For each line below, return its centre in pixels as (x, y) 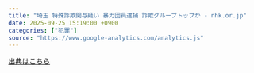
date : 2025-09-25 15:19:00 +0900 (63, 23)
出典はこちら (29, 61)
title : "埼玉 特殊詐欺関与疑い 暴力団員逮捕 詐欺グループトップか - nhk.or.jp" (128, 15)
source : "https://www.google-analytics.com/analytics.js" (106, 38)
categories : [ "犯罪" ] (43, 30)
